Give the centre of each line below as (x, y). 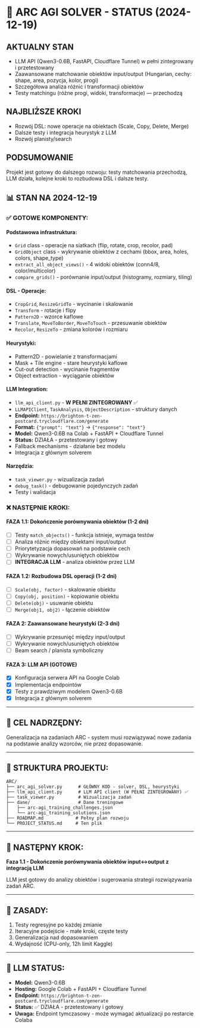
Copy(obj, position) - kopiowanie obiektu (67, 596)
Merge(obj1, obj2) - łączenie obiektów (62, 609)
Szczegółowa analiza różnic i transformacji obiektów (79, 87)
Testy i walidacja (35, 492)
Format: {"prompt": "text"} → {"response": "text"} (80, 427)
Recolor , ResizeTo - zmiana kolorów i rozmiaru (71, 329)
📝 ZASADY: (27, 910)
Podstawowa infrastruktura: (42, 232)
